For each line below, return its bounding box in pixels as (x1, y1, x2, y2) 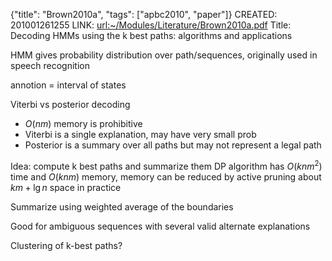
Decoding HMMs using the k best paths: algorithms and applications (10, 30, 293, 41)
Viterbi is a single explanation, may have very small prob (24, 129, 257, 140)
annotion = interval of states (10, 79, 127, 91)
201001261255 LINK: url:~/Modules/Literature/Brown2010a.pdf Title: (10, 19, 292, 31)
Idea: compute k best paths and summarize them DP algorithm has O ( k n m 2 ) (10, 159, 323, 172)
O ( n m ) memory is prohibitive (24, 118, 143, 129)
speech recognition (10, 60, 90, 71)
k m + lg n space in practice (10, 181, 122, 193)
